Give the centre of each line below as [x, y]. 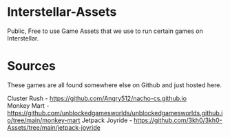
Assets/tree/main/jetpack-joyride [54, 127]
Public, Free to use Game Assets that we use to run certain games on [105, 31]
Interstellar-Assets [62, 12]
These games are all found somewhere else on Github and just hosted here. [115, 85]
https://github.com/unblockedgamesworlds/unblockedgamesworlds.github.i [115, 113]
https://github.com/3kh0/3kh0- [178, 120]
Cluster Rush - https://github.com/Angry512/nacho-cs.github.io [97, 98]
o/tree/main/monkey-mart [44, 120]
